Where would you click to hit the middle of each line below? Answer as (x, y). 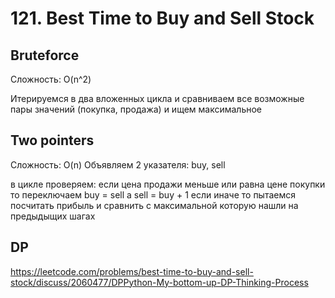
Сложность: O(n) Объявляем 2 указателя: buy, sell (118, 164)
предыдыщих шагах (53, 216)
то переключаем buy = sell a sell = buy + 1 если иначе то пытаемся (153, 194)
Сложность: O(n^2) (51, 79)
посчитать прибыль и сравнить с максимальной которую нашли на (154, 205)
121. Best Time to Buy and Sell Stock (162, 18)
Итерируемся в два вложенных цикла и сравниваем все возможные (157, 98)
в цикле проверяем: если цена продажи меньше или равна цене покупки (168, 184)
